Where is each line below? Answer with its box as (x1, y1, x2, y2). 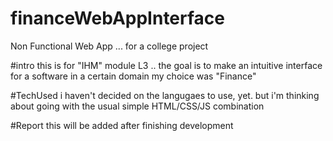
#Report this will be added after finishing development (10, 119, 234, 131)
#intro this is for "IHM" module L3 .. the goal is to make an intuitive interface (10, 59, 323, 71)
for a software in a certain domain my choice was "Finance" (10, 70, 257, 82)
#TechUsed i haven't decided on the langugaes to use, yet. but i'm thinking (10, 89, 320, 101)
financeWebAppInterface (10, 7, 225, 30)
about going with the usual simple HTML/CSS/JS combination (10, 100, 265, 112)
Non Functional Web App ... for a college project (10, 40, 209, 52)
